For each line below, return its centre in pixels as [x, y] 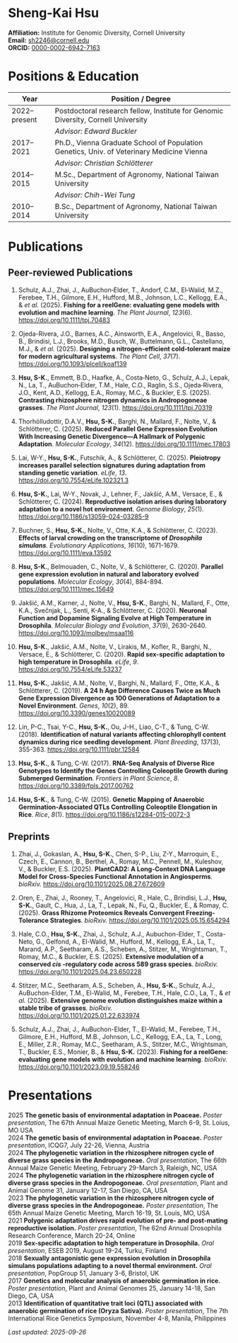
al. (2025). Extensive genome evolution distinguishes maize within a [120, 1000]
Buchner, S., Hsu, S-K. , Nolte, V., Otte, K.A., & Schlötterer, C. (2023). [118, 530]
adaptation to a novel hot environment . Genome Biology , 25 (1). [111, 509]
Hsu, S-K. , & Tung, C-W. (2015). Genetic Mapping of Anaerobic [111, 799]
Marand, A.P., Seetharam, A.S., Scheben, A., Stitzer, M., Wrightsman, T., [123, 949]
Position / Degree [141, 98]
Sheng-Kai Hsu [54, 13]
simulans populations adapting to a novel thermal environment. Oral [110, 1265]
